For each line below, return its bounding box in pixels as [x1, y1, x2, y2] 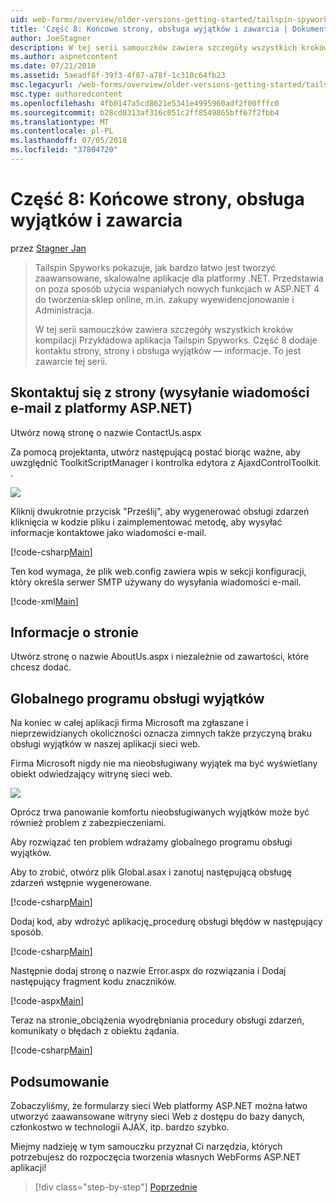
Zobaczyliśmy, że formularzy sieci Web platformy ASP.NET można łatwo [10, 1100, 308, 1112]
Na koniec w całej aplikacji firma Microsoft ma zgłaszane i [10, 717, 249, 729]
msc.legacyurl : [10, 80, 74, 90]
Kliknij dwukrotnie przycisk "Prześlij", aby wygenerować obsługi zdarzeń [10, 505, 310, 517]
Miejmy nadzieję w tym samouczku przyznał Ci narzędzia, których [10, 1141, 283, 1153]
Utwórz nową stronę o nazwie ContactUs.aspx [10, 426, 202, 438]
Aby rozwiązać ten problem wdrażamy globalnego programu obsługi [10, 836, 293, 848]
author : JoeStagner [10, 33, 92, 43]
